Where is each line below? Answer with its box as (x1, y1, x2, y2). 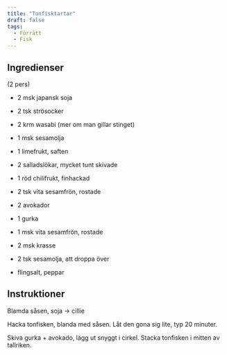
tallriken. (7, 340, 32, 349)
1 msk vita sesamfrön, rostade (17, 227, 103, 236)
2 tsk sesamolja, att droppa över (17, 254, 110, 263)
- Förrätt (13, 29, 42, 37)
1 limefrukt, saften (17, 147, 69, 155)
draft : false (7, 17, 45, 24)
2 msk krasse (17, 241, 56, 250)
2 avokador (17, 200, 50, 209)
